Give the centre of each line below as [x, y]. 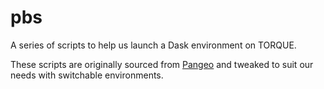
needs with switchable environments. [87, 75]
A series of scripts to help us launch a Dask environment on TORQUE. [153, 45]
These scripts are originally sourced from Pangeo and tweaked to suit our [162, 64]
